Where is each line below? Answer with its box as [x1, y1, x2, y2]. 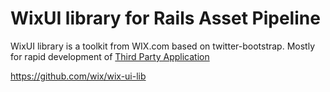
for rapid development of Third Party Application [10, 50, 210, 62]
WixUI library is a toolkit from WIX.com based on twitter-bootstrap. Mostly [10, 40, 315, 52]
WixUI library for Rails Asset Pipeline [10, 7, 321, 30]
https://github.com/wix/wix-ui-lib [10, 70, 147, 82]
